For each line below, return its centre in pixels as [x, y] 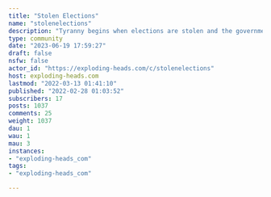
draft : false [30, 53]
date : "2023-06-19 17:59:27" [57, 46]
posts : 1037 [28, 106]
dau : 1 [19, 128]
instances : [27, 151]
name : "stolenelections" [50, 23]
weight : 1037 [30, 121]
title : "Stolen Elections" [54, 16]
